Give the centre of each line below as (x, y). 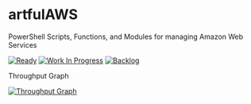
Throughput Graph (39, 75)
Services (23, 44)
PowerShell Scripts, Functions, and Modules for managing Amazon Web (126, 37)
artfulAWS (43, 15)
